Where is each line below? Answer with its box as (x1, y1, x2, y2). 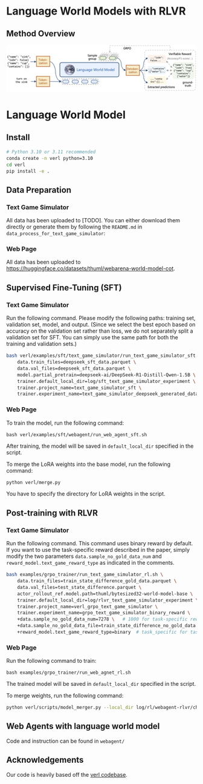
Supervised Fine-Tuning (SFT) (6, 282, 122, 293)
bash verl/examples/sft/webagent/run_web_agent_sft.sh (6, 431, 147, 437)
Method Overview (6, 28, 76, 39)
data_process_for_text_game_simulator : (6, 230, 106, 237)
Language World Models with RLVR (6, 4, 186, 18)
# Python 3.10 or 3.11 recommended (6, 149, 96, 155)
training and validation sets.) (6, 341, 77, 348)
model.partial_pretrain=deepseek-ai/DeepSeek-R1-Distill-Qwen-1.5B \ (17, 371, 196, 378)
